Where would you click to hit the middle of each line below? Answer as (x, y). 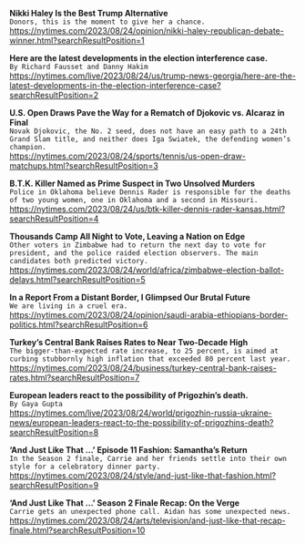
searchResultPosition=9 (54, 485)
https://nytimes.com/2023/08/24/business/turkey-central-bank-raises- (143, 368)
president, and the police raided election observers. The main (134, 253)
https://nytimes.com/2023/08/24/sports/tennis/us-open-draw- (127, 156)
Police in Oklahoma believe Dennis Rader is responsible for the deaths (150, 192)
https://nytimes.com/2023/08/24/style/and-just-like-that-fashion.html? (142, 476)
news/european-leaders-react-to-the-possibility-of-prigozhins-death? (142, 422)
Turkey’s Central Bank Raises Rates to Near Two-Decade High (129, 342)
